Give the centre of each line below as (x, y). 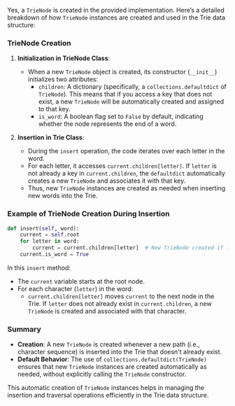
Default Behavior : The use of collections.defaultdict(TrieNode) (112, 359)
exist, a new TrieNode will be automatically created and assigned (131, 101)
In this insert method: (39, 267)
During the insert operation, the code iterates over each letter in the (126, 151)
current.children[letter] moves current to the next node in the (121, 296)
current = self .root (50, 235)
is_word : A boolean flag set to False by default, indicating (121, 117)
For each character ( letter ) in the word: (75, 288)
